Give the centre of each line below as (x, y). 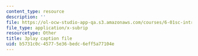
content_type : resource (35, 11)
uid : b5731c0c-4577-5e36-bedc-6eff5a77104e (60, 44)
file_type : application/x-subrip (47, 28)
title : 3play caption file (39, 38)
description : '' (26, 17)
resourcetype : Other (32, 33)
